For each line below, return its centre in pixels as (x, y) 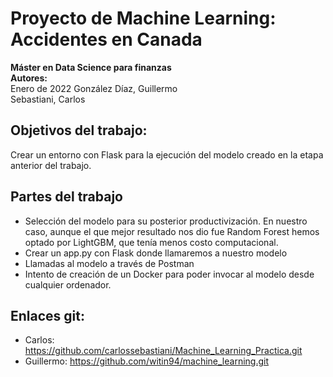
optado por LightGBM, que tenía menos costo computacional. (151, 242)
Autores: (29, 78)
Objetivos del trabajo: (79, 130)
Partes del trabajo (66, 197)
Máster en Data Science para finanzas (91, 67)
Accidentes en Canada (106, 39)
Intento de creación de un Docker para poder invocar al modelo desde (169, 274)
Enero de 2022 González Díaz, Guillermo (94, 88)
